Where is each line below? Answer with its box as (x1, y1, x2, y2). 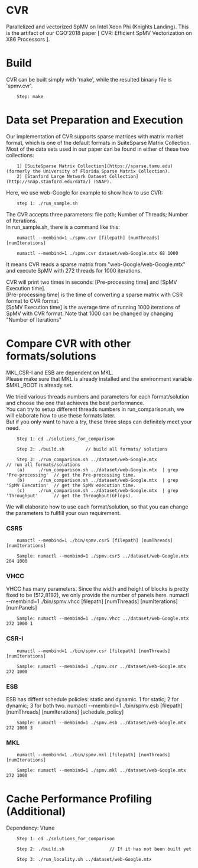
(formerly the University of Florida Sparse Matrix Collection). (6, 168, 170, 174)
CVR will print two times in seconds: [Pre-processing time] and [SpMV (6, 278, 177, 286)
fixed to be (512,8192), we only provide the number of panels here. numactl (6, 592, 189, 599)
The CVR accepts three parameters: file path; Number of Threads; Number (6, 210, 189, 218)
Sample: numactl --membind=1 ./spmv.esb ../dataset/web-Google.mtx (17, 720, 186, 726)
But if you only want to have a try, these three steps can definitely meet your (6, 418, 192, 425)
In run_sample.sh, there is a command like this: (6, 223, 120, 231)
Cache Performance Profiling (6, 792, 152, 806)
